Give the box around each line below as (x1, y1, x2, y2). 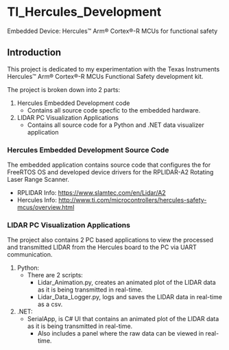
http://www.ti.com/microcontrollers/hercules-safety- (58, 196, 207, 205)
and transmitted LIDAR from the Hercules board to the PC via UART (7, 243, 197, 251)
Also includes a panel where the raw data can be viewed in (37, 329, 204, 338)
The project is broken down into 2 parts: (7, 85, 121, 93)
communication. (7, 250, 53, 259)
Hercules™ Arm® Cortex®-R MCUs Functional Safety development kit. (7, 72, 204, 80)
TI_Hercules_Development (7, 4, 162, 20)
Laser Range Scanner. (7, 176, 70, 184)
